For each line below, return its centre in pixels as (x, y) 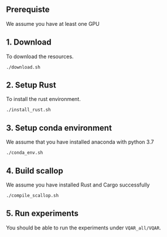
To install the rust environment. (43, 99)
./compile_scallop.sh (33, 196)
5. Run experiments (42, 214)
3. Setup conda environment (59, 128)
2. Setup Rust (31, 85)
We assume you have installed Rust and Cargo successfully (78, 185)
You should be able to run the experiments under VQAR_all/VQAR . (83, 228)
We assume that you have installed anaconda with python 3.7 (80, 142)
